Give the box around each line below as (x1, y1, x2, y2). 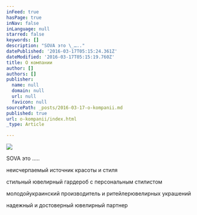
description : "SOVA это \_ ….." (6, 43, 85, 49)
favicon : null (11, 99, 47, 105)
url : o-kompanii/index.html (6, 116, 77, 122)
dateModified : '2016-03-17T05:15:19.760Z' (6, 54, 115, 60)
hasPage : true (6, 15, 42, 21)
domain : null (11, 88, 45, 94)
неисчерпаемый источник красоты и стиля (6, 167, 118, 174)
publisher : (6, 76, 34, 82)
